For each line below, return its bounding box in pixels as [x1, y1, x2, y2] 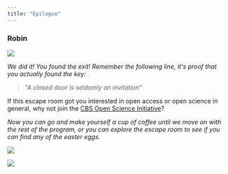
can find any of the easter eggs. [7, 132, 100, 140]
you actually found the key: [7, 69, 86, 78]
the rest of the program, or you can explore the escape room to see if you [7, 125, 220, 133]
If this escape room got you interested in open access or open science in [7, 96, 218, 105]
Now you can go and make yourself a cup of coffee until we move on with [7, 117, 222, 126]
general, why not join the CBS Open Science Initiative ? [7, 104, 165, 113]
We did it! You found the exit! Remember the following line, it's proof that [7, 62, 217, 71]
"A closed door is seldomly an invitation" [24, 83, 142, 92]
